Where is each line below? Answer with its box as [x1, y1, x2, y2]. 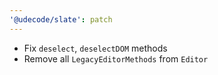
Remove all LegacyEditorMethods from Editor [23, 52, 209, 65]
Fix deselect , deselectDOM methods [23, 42, 168, 54]
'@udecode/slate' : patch [9, 14, 113, 25]
